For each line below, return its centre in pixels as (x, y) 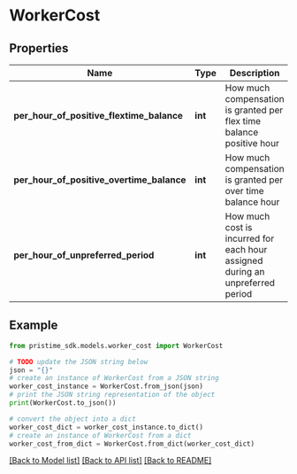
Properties (39, 48)
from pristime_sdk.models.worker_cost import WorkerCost (116, 346)
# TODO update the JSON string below (79, 361)
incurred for (250, 238)
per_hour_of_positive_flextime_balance (99, 116)
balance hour (252, 202)
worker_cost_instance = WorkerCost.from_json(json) (106, 386)
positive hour (252, 143)
